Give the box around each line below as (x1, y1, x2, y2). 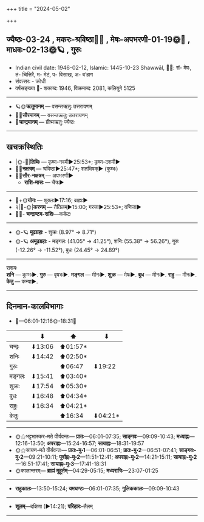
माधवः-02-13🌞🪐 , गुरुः (6, 45, 82, 55)
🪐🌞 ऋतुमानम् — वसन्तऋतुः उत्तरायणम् (15, 103, 93, 110)
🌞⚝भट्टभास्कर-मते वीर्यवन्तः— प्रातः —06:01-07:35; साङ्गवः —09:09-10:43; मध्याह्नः (15, 433, 190, 440)
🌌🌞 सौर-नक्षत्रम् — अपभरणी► (15, 171, 74, 179)
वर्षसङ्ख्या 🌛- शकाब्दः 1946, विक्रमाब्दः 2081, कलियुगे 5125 (15, 84, 135, 92)
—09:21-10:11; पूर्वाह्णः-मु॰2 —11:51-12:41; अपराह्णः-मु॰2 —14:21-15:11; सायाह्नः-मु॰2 (23, 453, 197, 461)
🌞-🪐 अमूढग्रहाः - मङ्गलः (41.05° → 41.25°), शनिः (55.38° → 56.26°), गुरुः (15, 237, 180, 245)
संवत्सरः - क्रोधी (15, 77, 46, 84)
